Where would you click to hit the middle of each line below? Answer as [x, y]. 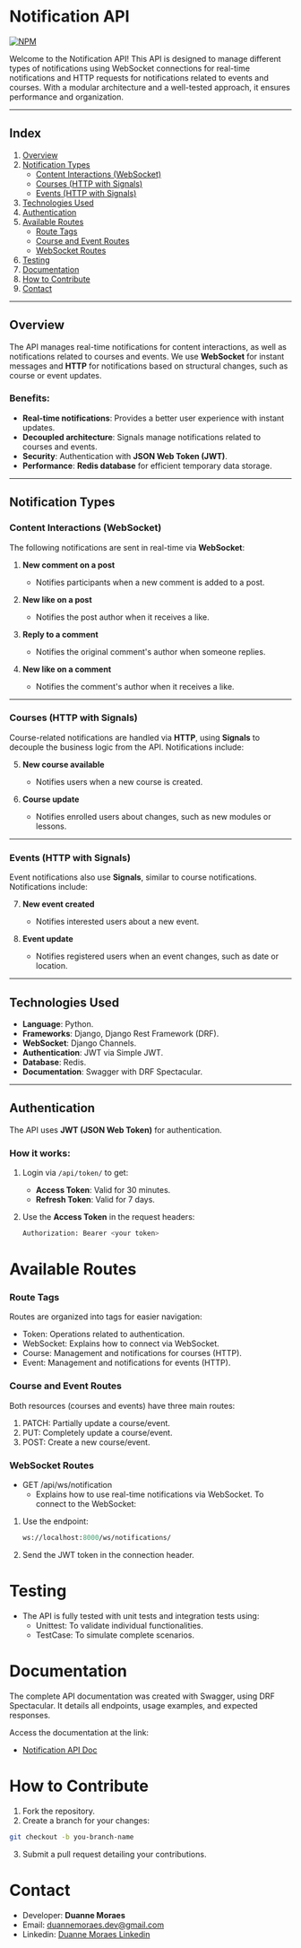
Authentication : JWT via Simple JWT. [93, 1052]
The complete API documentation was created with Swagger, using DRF [142, 1696]
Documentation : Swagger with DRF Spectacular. [112, 1071]
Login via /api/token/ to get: [75, 1173]
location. [52, 966]
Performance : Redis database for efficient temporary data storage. [147, 465]
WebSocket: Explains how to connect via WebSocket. [120, 1344]
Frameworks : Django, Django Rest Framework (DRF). [120, 1033]
